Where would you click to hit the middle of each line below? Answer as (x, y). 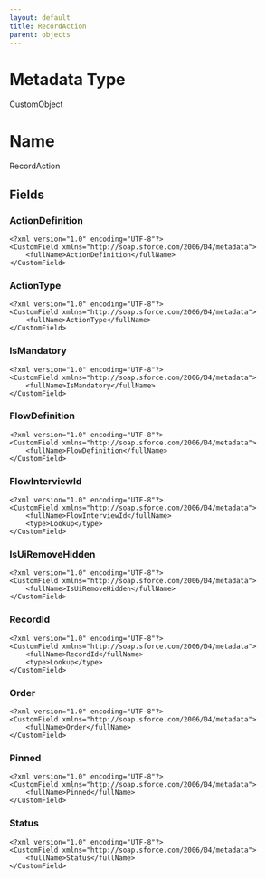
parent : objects (40, 34)
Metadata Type (67, 79)
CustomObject (36, 104)
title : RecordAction (48, 26)
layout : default (40, 18)
